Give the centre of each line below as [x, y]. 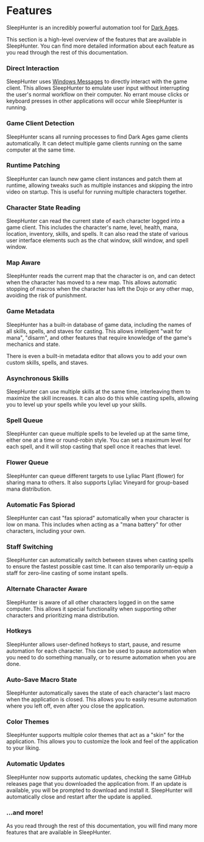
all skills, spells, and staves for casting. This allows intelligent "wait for [94, 331]
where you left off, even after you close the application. [76, 706]
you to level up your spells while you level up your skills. [76, 405]
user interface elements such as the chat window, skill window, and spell [97, 240]
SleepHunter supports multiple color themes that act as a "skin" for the [95, 735]
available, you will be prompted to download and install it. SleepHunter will [100, 790]
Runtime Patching [33, 166]
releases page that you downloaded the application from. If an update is [97, 783]
